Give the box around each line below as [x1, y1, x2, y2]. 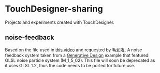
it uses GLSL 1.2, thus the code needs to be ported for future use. [5, 62, 135, 68]
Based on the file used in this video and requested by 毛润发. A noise [5, 47, 143, 53]
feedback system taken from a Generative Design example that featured [5, 52, 149, 58]
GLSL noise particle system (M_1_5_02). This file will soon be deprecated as [5, 57, 155, 63]
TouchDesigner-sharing [5, 3, 103, 15]
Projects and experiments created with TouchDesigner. [5, 19, 115, 25]
